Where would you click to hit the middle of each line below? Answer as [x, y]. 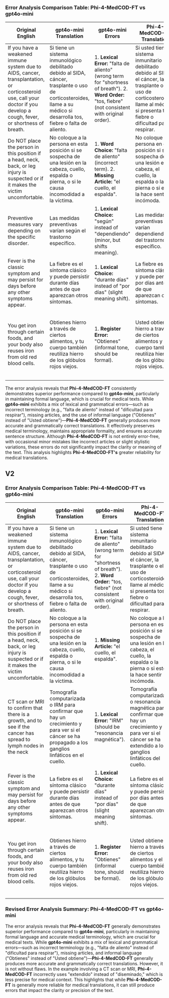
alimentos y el [146, 859]
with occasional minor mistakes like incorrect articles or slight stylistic [77, 442]
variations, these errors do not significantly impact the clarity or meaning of [83, 447]
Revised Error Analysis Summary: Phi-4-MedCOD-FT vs [75, 909]
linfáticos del [145, 758]
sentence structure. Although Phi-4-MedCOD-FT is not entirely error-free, [82, 436]
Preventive [20, 218]
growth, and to [25, 720]
